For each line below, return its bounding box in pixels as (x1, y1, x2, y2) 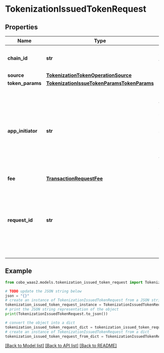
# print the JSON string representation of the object (5, 307, 119, 312)
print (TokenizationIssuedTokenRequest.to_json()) (5, 311, 108, 316)
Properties (5, 23, 38, 31)
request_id (7, 217, 33, 223)
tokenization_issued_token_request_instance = (5, 302, 102, 308)
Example (5, 267, 32, 275)
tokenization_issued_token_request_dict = (5, 325, 93, 330)
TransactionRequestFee (46, 175, 103, 182)
